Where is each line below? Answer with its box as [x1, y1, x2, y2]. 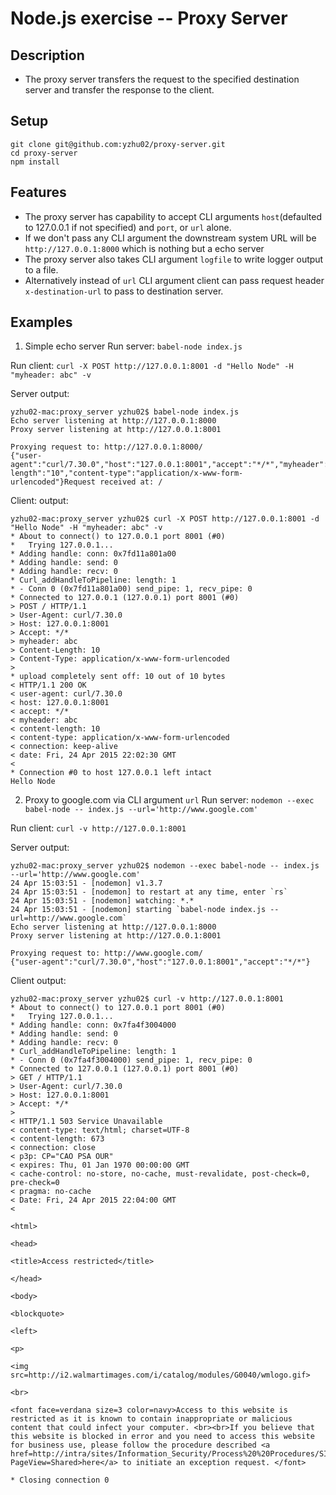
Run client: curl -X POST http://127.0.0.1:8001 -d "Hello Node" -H [10, 360, 294, 372]
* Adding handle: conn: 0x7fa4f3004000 [10, 1020, 177, 1031]
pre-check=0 [10, 1178, 60, 1188]
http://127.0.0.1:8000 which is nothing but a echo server [24, 242, 265, 254]
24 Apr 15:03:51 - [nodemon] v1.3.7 [10, 878, 163, 889]
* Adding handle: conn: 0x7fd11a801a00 [10, 549, 177, 559]
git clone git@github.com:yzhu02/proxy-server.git [10, 139, 226, 149]
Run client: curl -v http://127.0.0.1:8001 [10, 822, 187, 834]
